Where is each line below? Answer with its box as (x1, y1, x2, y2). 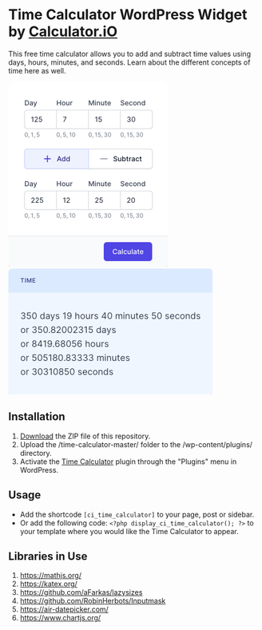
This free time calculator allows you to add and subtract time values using (8, 49, 252, 58)
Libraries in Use (8, 549, 88, 563)
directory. (19, 448, 52, 458)
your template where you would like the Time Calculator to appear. (19, 526, 239, 536)
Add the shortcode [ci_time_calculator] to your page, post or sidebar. (19, 509, 255, 519)
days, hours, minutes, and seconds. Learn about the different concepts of (8, 57, 251, 67)
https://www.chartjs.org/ (19, 613, 101, 623)
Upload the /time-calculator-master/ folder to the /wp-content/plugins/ (19, 439, 253, 449)
